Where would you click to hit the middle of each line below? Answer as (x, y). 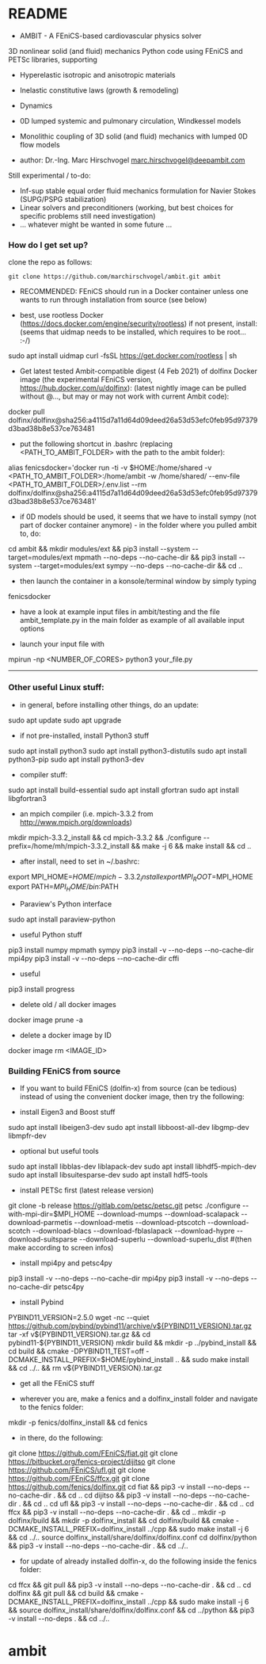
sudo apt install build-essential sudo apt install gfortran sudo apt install (123, 790)
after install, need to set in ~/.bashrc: (80, 861)
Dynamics (36, 105)
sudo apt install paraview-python (62, 919)
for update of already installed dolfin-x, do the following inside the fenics (138, 1561)
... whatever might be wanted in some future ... (96, 224)
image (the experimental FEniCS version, (86, 380)
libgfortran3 (28, 798)
